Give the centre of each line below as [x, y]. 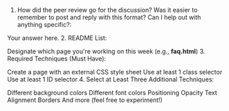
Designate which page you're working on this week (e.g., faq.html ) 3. [106, 51]
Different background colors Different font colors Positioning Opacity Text [112, 93]
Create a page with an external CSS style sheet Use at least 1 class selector [115, 72]
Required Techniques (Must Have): [57, 59]
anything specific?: [44, 24]
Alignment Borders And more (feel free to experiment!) [85, 100]
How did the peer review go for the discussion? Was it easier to [107, 10]
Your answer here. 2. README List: [57, 38]
